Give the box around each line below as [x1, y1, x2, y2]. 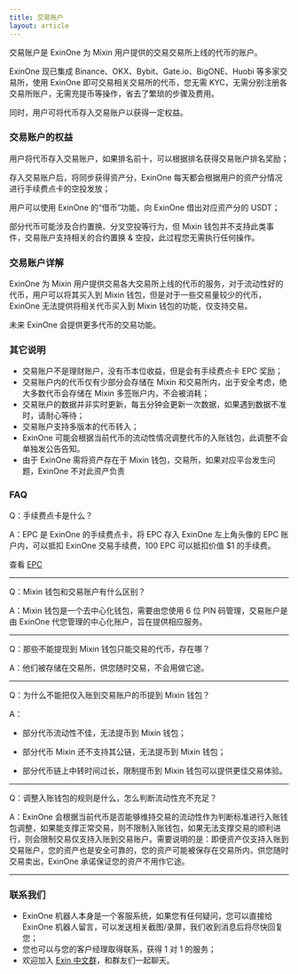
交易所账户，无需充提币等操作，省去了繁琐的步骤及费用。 [9, 88, 219, 99]
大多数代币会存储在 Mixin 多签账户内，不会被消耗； [21, 388, 210, 398]
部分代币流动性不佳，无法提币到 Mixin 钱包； [21, 727, 187, 738]
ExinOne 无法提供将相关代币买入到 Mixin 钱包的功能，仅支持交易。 [9, 301, 253, 311]
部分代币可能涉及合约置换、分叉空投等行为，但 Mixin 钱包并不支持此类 [9, 221, 267, 231]
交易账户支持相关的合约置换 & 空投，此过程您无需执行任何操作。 [24, 232, 260, 243]
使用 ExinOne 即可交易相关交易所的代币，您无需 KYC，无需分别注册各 [32, 76, 288, 87]
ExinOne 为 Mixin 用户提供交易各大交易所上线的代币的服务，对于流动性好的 [9, 278, 284, 289]
